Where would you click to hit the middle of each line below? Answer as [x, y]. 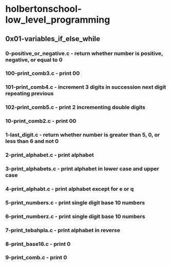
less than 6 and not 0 [32, 141]
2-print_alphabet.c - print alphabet [50, 155]
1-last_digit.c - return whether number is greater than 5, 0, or [83, 135]
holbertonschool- [44, 9]
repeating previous [30, 94]
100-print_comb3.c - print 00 [43, 73]
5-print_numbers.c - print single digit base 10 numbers [75, 202]
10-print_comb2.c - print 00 [41, 121]
